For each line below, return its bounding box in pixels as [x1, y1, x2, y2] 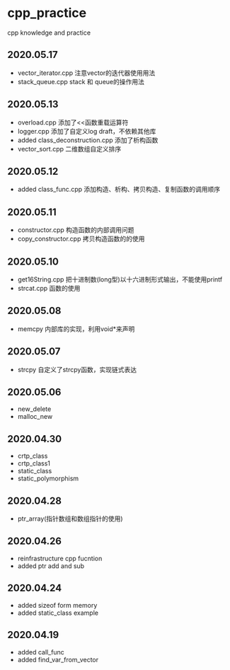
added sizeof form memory [17, 601, 98, 609]
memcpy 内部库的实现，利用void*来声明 [17, 324, 135, 333]
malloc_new [17, 412, 53, 421]
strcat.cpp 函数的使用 [17, 284, 81, 292]
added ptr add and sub [17, 561, 85, 570]
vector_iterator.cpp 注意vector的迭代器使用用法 [17, 69, 156, 77]
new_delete [17, 405, 52, 413]
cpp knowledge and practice [7, 28, 91, 37]
